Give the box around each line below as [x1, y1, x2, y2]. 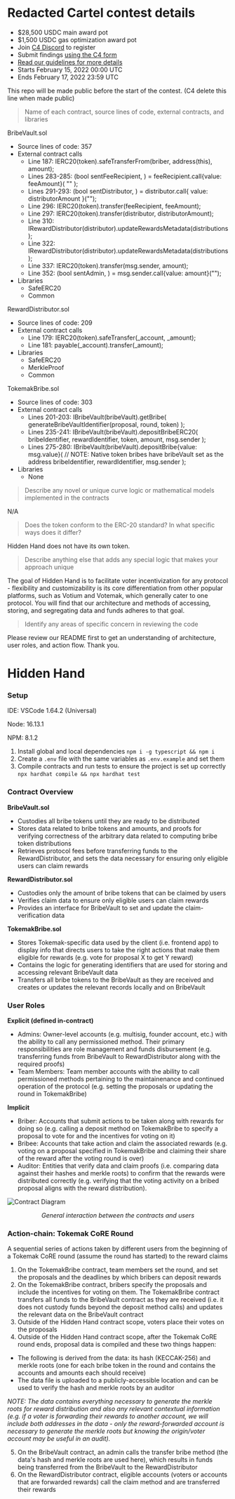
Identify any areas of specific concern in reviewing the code [24, 620, 199, 628]
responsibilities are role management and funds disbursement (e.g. [17, 1045, 212, 1053]
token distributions [17, 839, 72, 847]
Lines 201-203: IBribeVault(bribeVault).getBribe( [27, 413, 167, 421]
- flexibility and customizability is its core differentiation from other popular [7, 584, 223, 592]
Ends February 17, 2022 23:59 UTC [17, 72, 119, 81]
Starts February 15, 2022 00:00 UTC [17, 65, 123, 74]
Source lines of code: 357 [17, 142, 93, 150]
